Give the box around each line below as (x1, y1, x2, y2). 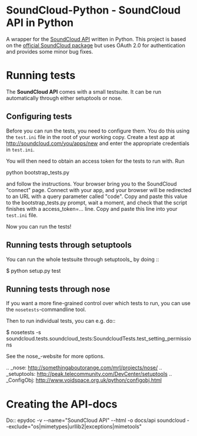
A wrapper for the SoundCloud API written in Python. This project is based (6, 35, 186, 42)
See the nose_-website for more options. (6, 353, 105, 360)
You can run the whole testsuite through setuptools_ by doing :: (6, 256, 159, 263)
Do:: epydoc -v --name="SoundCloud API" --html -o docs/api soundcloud (6, 417, 186, 424)
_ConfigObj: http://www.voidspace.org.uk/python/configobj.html (6, 376, 162, 384)
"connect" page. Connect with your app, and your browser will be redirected (6, 186, 192, 193)
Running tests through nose (6, 284, 111, 294)
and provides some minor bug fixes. (6, 48, 94, 55)
